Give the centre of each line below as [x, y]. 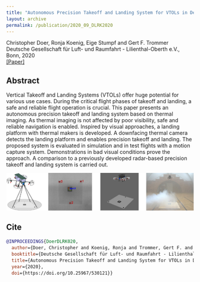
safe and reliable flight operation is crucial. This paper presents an [87, 108]
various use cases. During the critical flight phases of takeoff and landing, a [99, 101]
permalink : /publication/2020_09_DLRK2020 [60, 25]
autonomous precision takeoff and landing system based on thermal [90, 114]
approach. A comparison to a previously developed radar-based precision [97, 159]
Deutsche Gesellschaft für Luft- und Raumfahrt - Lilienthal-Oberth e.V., [93, 49]
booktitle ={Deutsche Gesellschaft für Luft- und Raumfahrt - [89, 254]
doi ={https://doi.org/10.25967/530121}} [62, 273]
